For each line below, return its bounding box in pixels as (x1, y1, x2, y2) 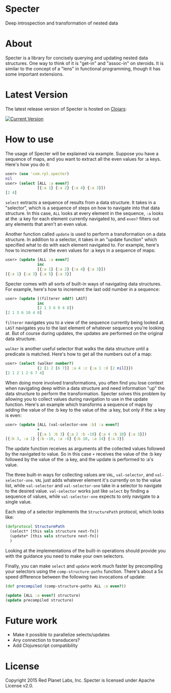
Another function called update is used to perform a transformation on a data (5, 231, 166, 237)
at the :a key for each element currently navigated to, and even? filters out (5, 216, 159, 222)
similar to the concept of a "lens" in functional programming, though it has (5, 65, 161, 71)
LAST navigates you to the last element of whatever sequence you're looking (5, 325, 164, 331)
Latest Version (5, 89, 68, 101)
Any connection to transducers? (12, 637, 80, 643)
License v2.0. (5, 683, 34, 689)
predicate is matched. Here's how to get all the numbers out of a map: (5, 351, 152, 357)
